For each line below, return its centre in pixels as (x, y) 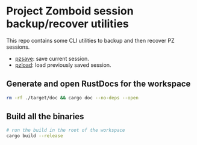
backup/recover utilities (68, 24)
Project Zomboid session (70, 11)
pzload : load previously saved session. (63, 65)
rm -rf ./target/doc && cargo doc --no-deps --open (72, 97)
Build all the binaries (45, 116)
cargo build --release (35, 136)
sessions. (18, 47)
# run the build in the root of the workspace (66, 131)
